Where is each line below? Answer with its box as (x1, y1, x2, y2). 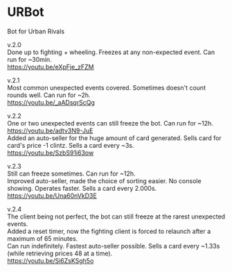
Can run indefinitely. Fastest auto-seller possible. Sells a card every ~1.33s (7, 241, 220, 250)
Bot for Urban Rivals (7, 27, 64, 35)
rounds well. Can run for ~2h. (7, 91, 91, 99)
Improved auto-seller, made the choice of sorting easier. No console (7, 176, 202, 185)
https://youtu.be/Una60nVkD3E (7, 192, 97, 200)
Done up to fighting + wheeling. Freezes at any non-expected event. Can (7, 48, 215, 56)
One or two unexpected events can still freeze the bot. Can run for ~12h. (7, 119, 213, 127)
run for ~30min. (7, 55, 52, 63)
